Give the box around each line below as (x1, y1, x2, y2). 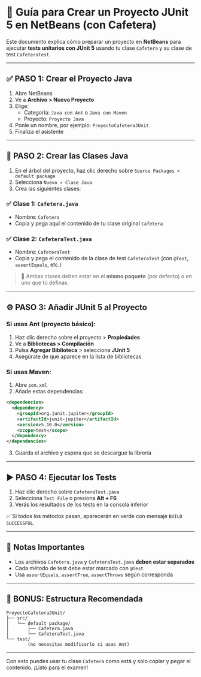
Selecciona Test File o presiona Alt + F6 (14, 494, 117, 501)
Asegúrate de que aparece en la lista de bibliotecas (14, 353, 142, 360)
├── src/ (6, 615, 28, 621)
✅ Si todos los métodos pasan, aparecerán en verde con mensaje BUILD (6, 512, 182, 519)
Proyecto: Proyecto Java (23, 115, 84, 122)
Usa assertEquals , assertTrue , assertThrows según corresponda (14, 571, 173, 578)
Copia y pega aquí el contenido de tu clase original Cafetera (14, 219, 163, 227)
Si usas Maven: (6, 368, 52, 376)
